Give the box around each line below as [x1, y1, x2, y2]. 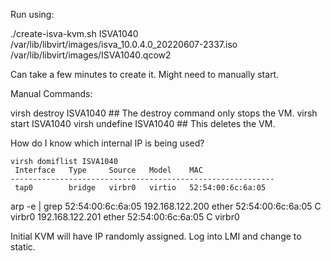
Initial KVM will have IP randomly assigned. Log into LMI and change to [10, 230, 302, 242]
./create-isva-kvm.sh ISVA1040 [10, 28, 139, 39]
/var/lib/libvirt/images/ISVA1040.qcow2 [10, 49, 172, 61]
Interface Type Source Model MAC [14, 165, 203, 175]
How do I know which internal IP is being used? [10, 137, 205, 149]
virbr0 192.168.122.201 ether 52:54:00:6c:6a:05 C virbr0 [10, 211, 240, 223]
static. [10, 241, 36, 253]
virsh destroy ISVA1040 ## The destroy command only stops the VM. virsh [10, 107, 318, 119]
